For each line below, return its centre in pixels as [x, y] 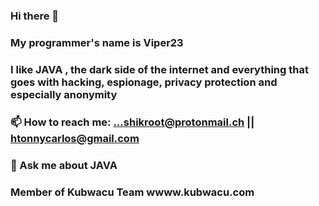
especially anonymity [64, 94]
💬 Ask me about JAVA [64, 165]
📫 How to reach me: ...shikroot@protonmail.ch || [132, 122]
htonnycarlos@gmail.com [75, 138]
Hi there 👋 [35, 16]
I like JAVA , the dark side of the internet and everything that [159, 69]
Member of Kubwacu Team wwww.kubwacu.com [132, 192]
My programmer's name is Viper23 [97, 42]
